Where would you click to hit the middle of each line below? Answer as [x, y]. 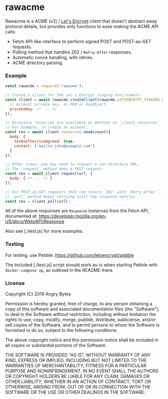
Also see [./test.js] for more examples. [44, 231]
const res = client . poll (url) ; [38, 201]
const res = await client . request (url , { [49, 174]
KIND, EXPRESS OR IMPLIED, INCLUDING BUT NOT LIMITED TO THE [76, 360]
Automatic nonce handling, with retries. [53, 57]
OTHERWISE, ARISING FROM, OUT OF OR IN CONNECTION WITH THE [78, 387]
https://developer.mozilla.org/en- [73, 216]
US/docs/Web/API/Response [35, 221]
